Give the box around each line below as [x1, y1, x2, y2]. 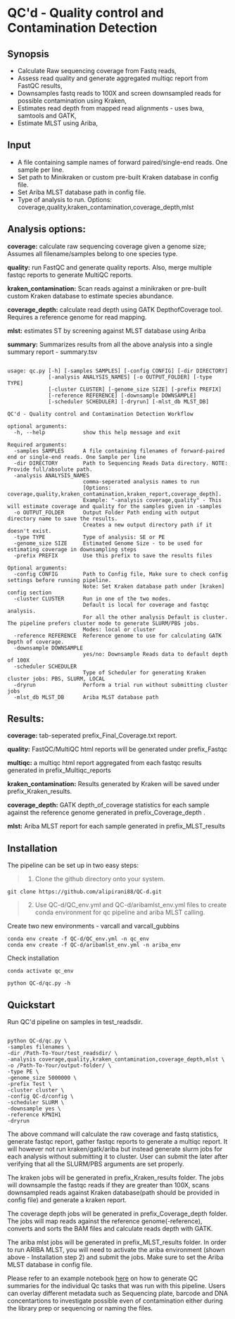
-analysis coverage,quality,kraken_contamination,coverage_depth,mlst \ [7, 1056, 225, 1064]
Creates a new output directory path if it [82, 521, 212, 529]
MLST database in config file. [7, 1261, 93, 1269]
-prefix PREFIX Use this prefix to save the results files [13, 552, 212, 559]
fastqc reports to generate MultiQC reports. [7, 270, 134, 279]
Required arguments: [7, 441, 68, 448]
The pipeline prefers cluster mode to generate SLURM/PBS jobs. [7, 619, 200, 627]
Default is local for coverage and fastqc [82, 601, 210, 608]
